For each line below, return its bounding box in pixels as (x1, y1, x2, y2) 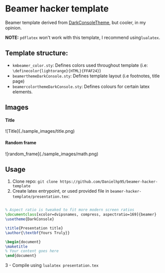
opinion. (5, 24, 22, 30)
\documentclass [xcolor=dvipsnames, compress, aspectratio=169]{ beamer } (5, 212, 157, 217)
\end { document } (5, 253, 37, 259)
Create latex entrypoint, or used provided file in (12, 188, 109, 194)
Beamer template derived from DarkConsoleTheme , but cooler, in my (5, 19, 146, 25)
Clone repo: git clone (12, 178, 58, 185)
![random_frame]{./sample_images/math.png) (5, 151, 98, 157)
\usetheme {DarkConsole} (5, 217, 55, 222)
